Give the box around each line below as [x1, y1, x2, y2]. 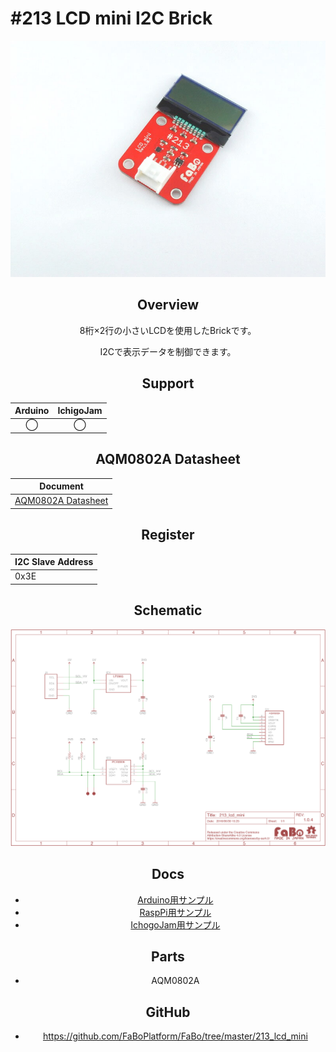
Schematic [133, 602, 203, 619]
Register [141, 527, 195, 544]
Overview [136, 297, 200, 314]
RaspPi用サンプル [139, 906, 212, 918]
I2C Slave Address [14, 556, 94, 568]
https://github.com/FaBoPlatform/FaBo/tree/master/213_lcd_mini [42, 1030, 308, 1042]
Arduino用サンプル [137, 893, 214, 906]
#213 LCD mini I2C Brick [10, 7, 213, 30]
